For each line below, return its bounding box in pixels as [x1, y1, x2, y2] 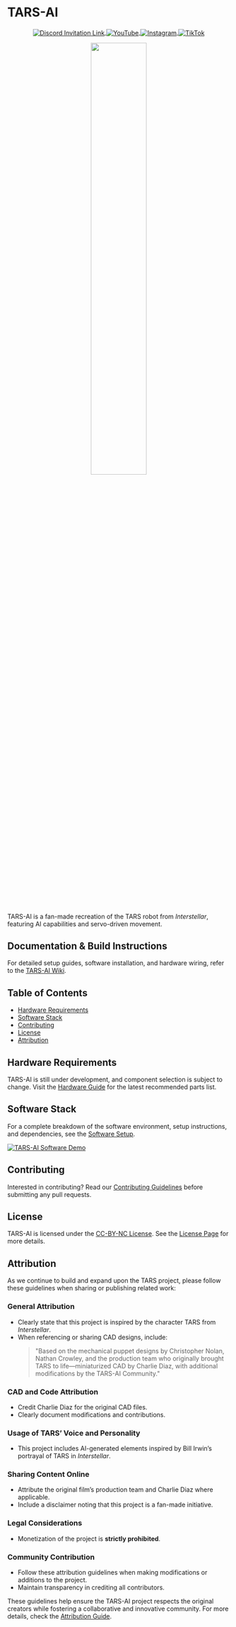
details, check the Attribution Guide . [7, 1612, 112, 1621]
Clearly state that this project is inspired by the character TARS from [17, 1317, 216, 1326]
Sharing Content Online [7, 1470, 90, 1480]
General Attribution [7, 1302, 76, 1312]
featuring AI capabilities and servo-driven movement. [7, 919, 163, 928]
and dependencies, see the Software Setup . [7, 1130, 136, 1138]
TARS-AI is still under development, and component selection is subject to [7, 1075, 223, 1084]
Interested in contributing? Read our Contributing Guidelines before [7, 1183, 203, 1191]
